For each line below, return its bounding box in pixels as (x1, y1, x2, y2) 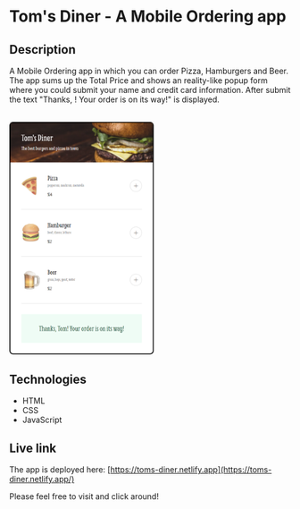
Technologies (9, 372, 87, 387)
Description (9, 42, 76, 57)
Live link (9, 440, 56, 455)
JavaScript (21, 414, 62, 426)
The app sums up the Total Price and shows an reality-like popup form (9, 75, 268, 86)
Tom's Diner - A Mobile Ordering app (9, 6, 287, 27)
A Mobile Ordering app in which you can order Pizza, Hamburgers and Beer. (9, 65, 288, 76)
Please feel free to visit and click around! (9, 491, 159, 502)
